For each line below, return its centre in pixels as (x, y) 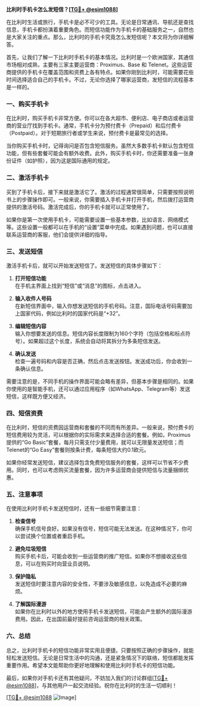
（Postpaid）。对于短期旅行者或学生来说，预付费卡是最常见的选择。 (89, 133)
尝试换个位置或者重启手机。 (54, 536)
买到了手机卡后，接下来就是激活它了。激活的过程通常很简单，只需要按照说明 (100, 192)
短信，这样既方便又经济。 (37, 396)
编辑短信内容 (30, 326)
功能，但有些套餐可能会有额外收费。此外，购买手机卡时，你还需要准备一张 (97, 153)
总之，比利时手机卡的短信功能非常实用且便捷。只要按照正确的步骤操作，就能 (100, 650)
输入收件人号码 (33, 298)
